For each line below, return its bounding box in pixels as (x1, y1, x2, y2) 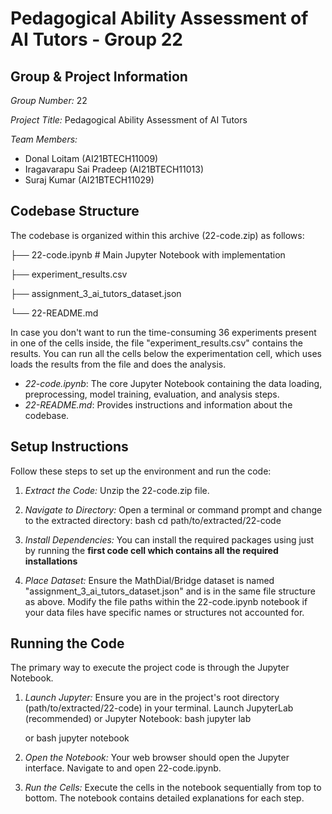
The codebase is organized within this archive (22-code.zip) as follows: (10, 229, 305, 241)
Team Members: (10, 133, 78, 145)
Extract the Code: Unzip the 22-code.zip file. (24, 484, 210, 496)
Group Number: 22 (10, 95, 88, 106)
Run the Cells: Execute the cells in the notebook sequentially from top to (24, 782, 322, 794)
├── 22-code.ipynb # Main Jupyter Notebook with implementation (10, 248, 286, 261)
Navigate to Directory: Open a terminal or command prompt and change (24, 503, 323, 516)
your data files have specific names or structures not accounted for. (24, 606, 305, 618)
